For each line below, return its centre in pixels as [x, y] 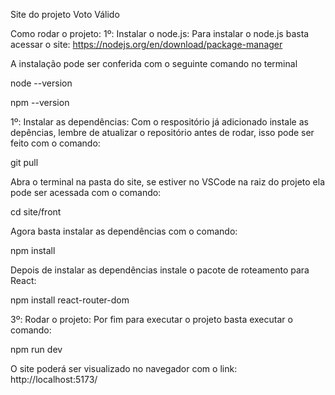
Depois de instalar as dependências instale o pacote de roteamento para [160, 270]
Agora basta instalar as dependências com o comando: [124, 231]
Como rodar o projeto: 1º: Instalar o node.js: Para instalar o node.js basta [160, 33]
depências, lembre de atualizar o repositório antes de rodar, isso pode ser [162, 132]
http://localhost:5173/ [54, 379]
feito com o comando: [55, 143]
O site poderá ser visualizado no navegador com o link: [124, 368]
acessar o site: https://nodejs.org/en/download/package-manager [146, 44]
